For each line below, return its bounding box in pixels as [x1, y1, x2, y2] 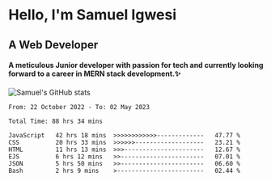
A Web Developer [8, 38, 99, 52]
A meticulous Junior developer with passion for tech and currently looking [8, 61, 264, 70]
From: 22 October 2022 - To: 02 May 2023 [8, 103, 150, 111]
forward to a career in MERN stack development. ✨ [8, 69, 181, 78]
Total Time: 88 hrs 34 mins [8, 117, 104, 125]
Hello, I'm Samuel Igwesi [8, 6, 176, 24]
